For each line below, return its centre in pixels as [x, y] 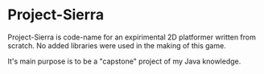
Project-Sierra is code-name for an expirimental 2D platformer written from [132, 37]
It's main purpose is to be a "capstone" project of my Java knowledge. [124, 61]
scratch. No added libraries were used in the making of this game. [117, 45]
